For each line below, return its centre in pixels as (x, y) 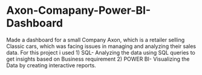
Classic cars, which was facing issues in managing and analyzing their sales (101, 46)
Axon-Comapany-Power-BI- (79, 10)
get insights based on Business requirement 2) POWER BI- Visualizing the (98, 59)
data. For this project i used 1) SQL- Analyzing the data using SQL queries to (101, 52)
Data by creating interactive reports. (51, 65)
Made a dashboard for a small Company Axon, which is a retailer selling (96, 40)
